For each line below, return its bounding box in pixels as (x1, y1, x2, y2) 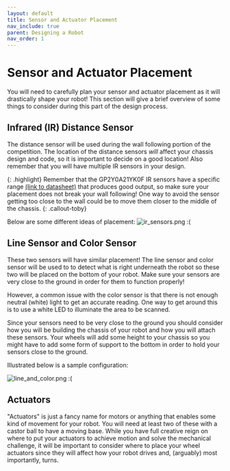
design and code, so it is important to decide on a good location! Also (7, 155, 203, 163)
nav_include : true (7, 23, 60, 29)
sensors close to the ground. (7, 347, 88, 356)
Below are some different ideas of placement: (7, 217, 136, 226)
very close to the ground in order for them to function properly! (7, 277, 185, 285)
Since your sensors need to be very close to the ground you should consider (7, 318, 224, 327)
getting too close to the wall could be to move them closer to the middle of (7, 196, 217, 205)
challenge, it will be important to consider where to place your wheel (7, 441, 201, 449)
